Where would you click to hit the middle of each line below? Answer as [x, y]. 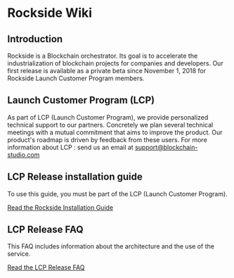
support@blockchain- [166, 147]
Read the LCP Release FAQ [46, 267]
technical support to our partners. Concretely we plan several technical [110, 125]
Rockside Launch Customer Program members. [76, 78]
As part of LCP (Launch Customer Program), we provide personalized [108, 117]
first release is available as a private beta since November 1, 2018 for [107, 71]
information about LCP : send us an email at [70, 147]
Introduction [35, 39]
